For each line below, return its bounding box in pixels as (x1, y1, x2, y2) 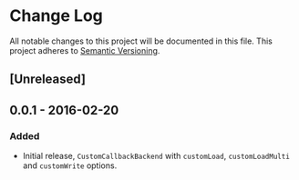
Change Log (9, 5, 103, 26)
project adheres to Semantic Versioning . (9, 45, 160, 55)
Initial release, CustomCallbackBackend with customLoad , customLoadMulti (22, 151, 290, 162)
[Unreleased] (9, 72, 87, 87)
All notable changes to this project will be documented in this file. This (9, 35, 273, 46)
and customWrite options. (22, 160, 118, 171)
